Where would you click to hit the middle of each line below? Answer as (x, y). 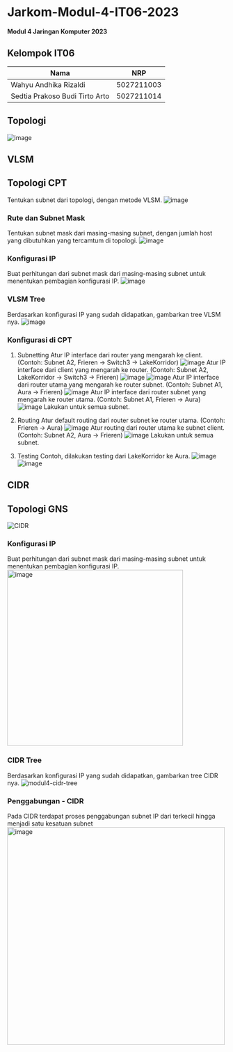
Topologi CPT (37, 183)
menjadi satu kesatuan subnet (50, 823)
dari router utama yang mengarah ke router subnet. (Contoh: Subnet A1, (120, 385)
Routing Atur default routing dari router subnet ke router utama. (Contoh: (121, 420)
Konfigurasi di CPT (40, 340)
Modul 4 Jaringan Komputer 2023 (57, 31)
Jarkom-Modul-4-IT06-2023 (93, 12)
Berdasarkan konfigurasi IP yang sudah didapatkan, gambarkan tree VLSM (114, 314)
